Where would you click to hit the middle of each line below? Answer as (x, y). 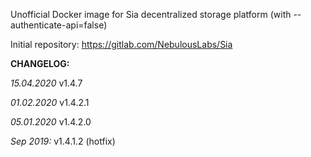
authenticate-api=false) (59, 25)
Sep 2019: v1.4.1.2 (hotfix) (63, 141)
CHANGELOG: (40, 63)
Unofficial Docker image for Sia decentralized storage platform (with (151, 14)
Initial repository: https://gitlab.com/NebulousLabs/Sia (121, 44)
